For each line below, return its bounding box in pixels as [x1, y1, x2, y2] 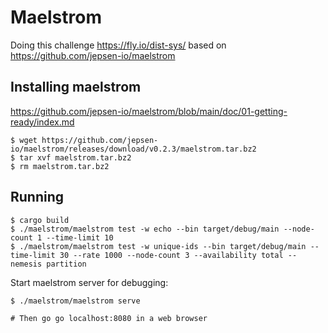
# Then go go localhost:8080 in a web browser [10, 313, 208, 323]
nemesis [10, 259, 43, 269]
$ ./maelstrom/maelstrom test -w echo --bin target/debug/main [10, 224, 280, 234]
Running [10, 189, 65, 206]
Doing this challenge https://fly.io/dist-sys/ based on [10, 39, 227, 51]
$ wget [10, 135, 38, 145]
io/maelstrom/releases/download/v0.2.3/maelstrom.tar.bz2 [10, 144, 257, 154]
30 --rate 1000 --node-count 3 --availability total [59, 250, 284, 260]
